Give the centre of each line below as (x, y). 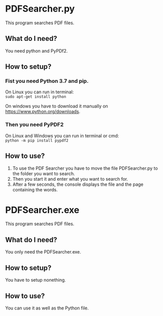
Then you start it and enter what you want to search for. (70, 179)
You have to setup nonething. (36, 280)
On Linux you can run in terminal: (39, 92)
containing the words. (35, 189)
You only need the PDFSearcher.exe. (43, 252)
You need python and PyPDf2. (36, 50)
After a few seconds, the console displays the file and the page (78, 184)
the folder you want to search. (44, 173)
